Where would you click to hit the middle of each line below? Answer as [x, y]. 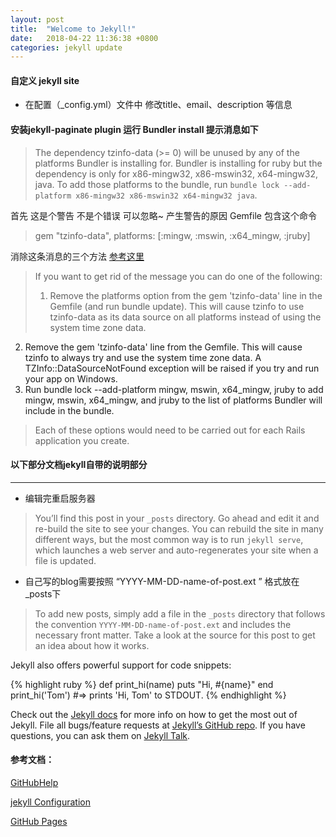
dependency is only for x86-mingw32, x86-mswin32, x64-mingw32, [176, 173]
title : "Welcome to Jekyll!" [73, 29]
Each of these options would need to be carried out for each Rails [170, 430]
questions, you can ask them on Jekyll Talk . [100, 735]
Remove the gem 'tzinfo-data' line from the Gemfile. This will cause [163, 347]
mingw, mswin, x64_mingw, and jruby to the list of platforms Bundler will [173, 400]
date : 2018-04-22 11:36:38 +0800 [84, 38]
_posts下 [43, 593]
